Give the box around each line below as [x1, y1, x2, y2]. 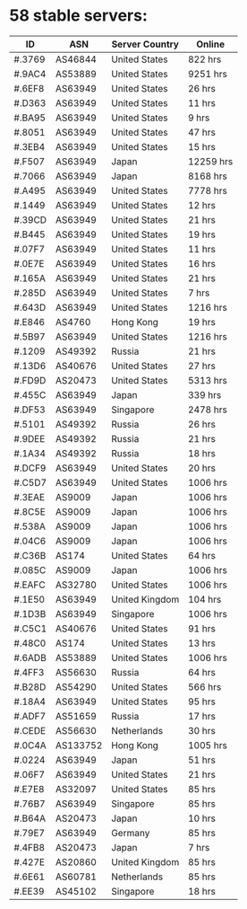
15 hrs [187, 140, 217, 153]
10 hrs [187, 812, 217, 825]
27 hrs [187, 359, 217, 372]
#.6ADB [13, 651, 47, 664]
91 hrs [187, 622, 217, 634]
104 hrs [187, 593, 222, 605]
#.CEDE [13, 724, 47, 737]
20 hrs [187, 462, 217, 474]
